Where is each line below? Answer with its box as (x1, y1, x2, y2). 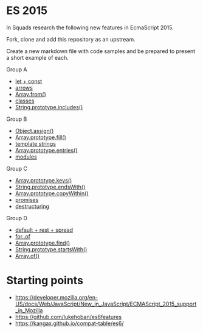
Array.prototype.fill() (15, 134, 67, 141)
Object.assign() (15, 127, 54, 134)
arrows (15, 84, 33, 91)
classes (15, 97, 35, 104)
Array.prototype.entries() (15, 146, 78, 154)
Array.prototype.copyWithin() (15, 190, 89, 197)
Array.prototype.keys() (15, 176, 72, 184)
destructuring (15, 202, 50, 210)
